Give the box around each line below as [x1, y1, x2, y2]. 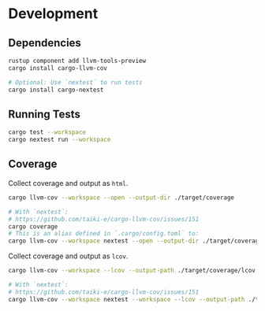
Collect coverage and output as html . [8, 178, 129, 187]
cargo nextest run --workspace [8, 135, 111, 144]
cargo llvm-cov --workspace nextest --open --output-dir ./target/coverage [8, 237, 263, 245]
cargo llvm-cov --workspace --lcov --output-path [8, 267, 175, 275]
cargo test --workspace [8, 128, 87, 136]
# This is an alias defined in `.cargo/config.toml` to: [8, 230, 200, 238]
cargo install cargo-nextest [8, 86, 104, 94]
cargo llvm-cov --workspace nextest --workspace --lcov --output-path [8, 295, 245, 303]
